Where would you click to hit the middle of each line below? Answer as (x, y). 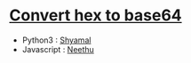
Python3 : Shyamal (56, 40)
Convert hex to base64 (95, 16)
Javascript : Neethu (58, 49)
